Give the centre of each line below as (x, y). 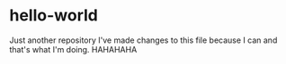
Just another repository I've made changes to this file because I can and (143, 40)
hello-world (54, 16)
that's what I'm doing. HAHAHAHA (73, 49)
